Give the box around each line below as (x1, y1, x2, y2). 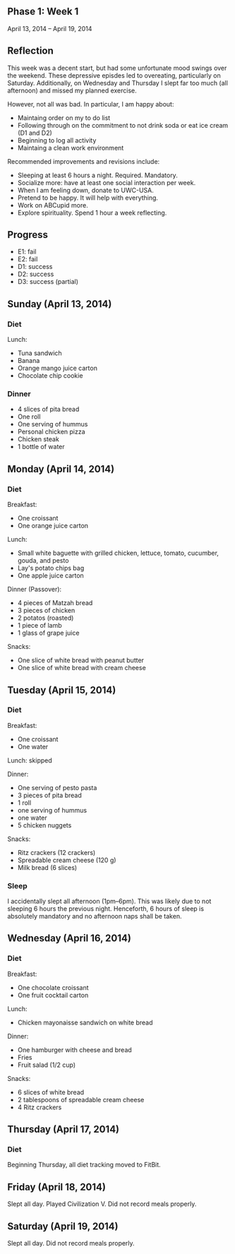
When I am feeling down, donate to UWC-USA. (17, 186, 154, 194)
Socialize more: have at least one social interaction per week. (17, 178, 196, 186)
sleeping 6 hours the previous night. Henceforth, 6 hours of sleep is (7, 904, 205, 913)
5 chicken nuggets (17, 820, 72, 829)
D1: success (17, 263, 53, 271)
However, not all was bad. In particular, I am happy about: (7, 100, 174, 108)
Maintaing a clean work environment (17, 143, 124, 152)
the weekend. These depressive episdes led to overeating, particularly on (7, 71, 221, 80)
